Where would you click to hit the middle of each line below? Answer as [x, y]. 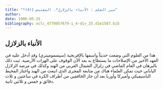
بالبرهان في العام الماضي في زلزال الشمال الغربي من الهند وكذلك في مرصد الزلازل [81, 66]
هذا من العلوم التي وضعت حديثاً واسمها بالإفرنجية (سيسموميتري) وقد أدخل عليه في [80, 55]
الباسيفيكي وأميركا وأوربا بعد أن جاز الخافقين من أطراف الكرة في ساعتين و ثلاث [78, 76]
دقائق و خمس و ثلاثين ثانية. [30, 81]
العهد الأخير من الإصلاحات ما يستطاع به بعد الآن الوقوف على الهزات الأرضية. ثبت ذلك [82, 60]
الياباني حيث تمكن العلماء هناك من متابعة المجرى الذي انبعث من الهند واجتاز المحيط [81, 71]
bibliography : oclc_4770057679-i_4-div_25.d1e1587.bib [62, 23]
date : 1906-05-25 [23, 19]
